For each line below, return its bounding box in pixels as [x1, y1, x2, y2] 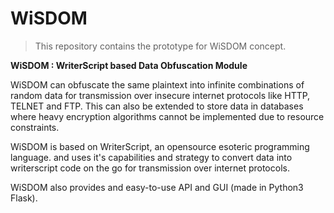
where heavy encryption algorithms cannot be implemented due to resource [10, 110, 325, 122]
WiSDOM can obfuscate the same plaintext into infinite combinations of [10, 78, 305, 91]
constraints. [10, 121, 60, 133]
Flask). [10, 192, 38, 204]
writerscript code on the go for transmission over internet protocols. [10, 162, 290, 174]
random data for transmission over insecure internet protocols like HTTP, [10, 89, 311, 101]
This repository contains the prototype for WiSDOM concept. [34, 40, 287, 52]
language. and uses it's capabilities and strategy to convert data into [10, 151, 293, 163]
